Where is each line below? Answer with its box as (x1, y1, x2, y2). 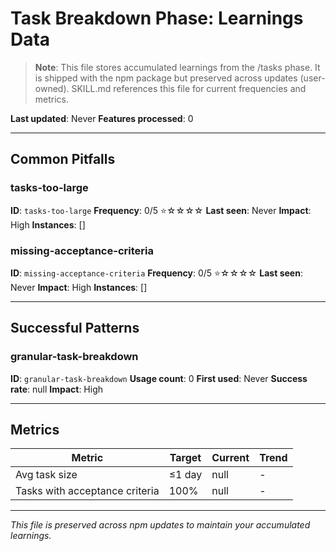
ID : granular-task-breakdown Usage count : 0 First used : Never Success (10, 372, 308, 384)
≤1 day (168, 468, 203, 482)
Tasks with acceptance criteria (15, 484, 160, 498)
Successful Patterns (10, 320, 140, 337)
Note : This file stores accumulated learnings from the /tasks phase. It (34, 61, 321, 73)
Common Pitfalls (10, 151, 116, 168)
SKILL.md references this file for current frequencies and (71, 82, 307, 94)
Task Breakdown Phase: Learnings (10, 7, 304, 30)
